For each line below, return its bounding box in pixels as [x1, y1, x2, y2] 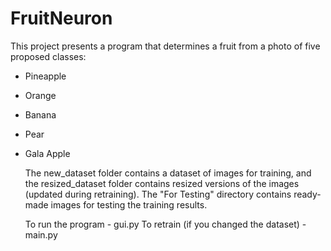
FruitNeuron [10, 7, 113, 30]
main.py [24, 228, 58, 241]
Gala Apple [24, 147, 71, 159]
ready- [293, 188, 322, 200]
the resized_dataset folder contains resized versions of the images [24, 177, 300, 189]
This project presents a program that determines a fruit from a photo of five [10, 40, 321, 52]
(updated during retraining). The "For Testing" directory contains [24, 188, 292, 200]
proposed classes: [10, 50, 87, 62]
